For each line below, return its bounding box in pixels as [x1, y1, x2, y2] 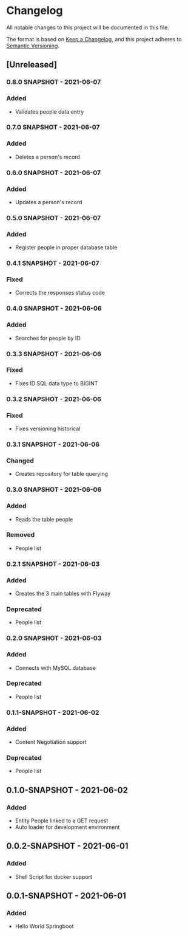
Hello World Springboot [15, 923, 74, 930]
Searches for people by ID [15, 334, 81, 342]
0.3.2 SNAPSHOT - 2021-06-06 [6, 394, 102, 403]
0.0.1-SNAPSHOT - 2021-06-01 [6, 891, 126, 901]
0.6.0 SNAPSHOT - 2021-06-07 [6, 168, 101, 177]
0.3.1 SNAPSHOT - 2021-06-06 [6, 440, 100, 449]
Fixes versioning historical [15, 425, 81, 432]
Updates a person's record [15, 198, 82, 205]
